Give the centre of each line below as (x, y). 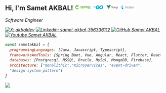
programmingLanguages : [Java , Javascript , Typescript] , (68, 50)
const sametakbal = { (27, 45)
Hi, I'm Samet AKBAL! (39, 8)
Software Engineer (24, 20)
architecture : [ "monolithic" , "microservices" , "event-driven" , (76, 66)
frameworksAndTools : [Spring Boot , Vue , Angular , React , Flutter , (79, 55)
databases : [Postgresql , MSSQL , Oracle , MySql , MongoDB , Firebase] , (82, 60)
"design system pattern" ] (36, 71)
